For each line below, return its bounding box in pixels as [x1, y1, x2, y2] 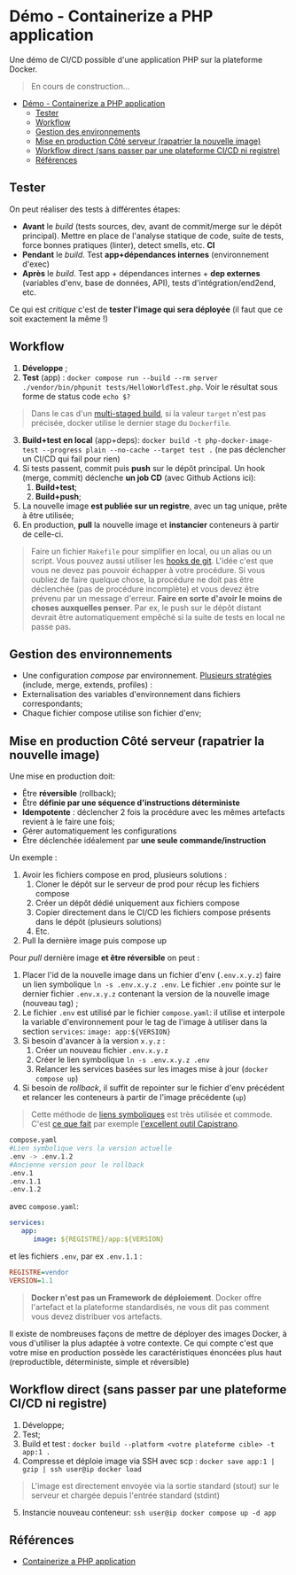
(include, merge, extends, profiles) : [21, 679, 153, 690]
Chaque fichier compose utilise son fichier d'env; [21, 708, 202, 718]
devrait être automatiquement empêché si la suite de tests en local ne [30, 611, 285, 622]
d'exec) [21, 259, 51, 269]
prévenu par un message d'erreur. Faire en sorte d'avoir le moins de [30, 593, 283, 603]
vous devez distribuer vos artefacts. [30, 1311, 162, 1322]
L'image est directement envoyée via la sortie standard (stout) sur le [30, 1480, 280, 1491]
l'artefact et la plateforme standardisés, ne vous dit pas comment [30, 1301, 269, 1312]
